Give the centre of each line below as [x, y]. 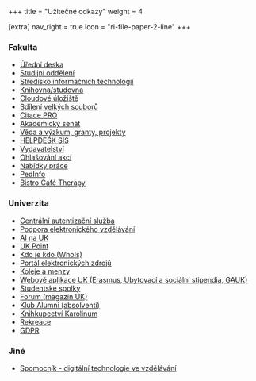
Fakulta [23, 47]
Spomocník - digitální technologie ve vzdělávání [98, 368]
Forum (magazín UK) [53, 296]
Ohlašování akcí [46, 157]
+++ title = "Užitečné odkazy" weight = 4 [75, 12]
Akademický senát [50, 124]
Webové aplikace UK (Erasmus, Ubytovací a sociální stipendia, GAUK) [134, 279]
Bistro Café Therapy [52, 183]
